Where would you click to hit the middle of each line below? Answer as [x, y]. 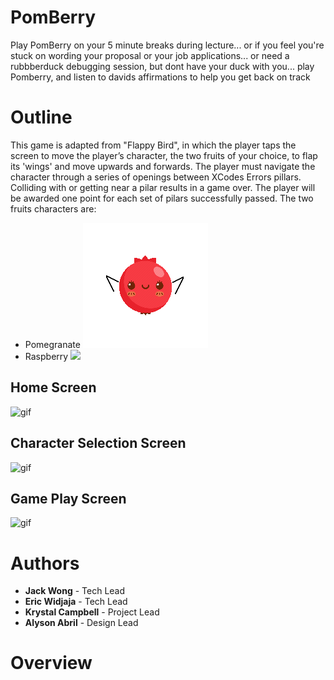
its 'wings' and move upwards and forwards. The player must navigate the [163, 166]
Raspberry [46, 356]
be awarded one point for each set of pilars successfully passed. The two [162, 198]
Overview [51, 663]
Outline [41, 117]
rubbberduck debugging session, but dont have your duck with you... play [162, 66]
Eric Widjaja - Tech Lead [76, 602]
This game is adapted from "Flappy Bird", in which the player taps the [153, 145]
